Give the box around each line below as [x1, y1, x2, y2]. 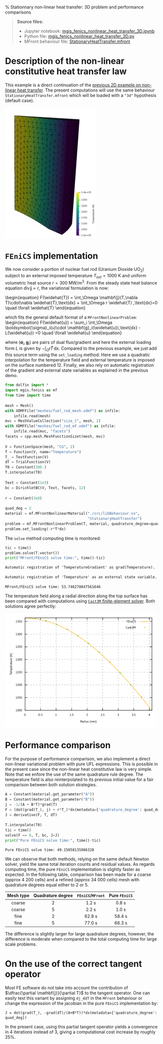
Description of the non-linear [5, 56, 125, 67]
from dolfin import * [5, 382, 49, 388]
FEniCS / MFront [77, 892, 105, 898]
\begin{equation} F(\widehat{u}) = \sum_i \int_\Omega [5, 319, 113, 325]
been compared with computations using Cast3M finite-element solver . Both [5, 598, 155, 604]
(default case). [5, 97, 34, 103]
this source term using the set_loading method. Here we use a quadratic [5, 352, 150, 358]
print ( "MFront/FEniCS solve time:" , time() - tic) [5, 555, 105, 561]
